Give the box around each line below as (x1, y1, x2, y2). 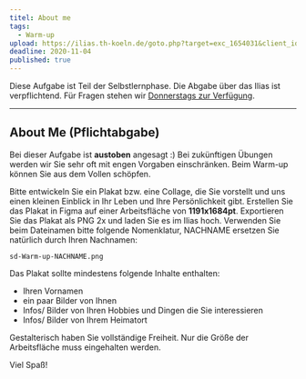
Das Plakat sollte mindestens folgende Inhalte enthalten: (9, 267, 220, 278)
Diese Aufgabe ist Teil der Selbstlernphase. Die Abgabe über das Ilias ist (9, 81, 280, 91)
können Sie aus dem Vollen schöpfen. (9, 168, 151, 179)
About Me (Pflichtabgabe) (9, 125, 160, 141)
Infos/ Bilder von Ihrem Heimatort (22, 314, 148, 325)
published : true (9, 55, 71, 65)
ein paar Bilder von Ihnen (22, 294, 117, 305)
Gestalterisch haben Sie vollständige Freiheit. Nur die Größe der (9, 332, 249, 343)
